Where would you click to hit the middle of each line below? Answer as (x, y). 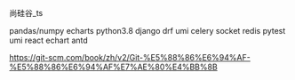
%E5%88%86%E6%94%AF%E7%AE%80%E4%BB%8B (113, 67)
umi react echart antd (49, 40)
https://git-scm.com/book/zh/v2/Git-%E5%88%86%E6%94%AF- (130, 57)
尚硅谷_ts (26, 13)
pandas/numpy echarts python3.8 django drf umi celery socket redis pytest (147, 31)
